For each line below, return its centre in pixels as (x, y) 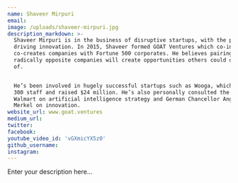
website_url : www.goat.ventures (55, 112)
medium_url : (25, 119)
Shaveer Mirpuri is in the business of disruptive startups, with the (120, 40)
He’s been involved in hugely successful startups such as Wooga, (114, 86)
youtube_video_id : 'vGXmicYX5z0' (57, 138)
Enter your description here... (50, 172)
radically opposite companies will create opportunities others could (120, 60)
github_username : (33, 145)
